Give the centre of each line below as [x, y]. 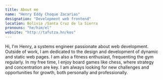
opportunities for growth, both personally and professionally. [66, 72]
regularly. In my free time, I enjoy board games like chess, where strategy [80, 62]
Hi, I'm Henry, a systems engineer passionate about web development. [77, 46]
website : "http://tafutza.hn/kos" [41, 32]
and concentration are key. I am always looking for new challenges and [77, 67]
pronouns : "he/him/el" [28, 28]
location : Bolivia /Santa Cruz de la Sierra [51, 23]
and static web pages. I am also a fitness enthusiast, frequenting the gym [80, 57]
